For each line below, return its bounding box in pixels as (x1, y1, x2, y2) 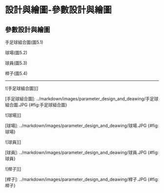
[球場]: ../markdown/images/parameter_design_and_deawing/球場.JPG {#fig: (5, 123, 159, 129)
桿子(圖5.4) (5, 70, 28, 76)
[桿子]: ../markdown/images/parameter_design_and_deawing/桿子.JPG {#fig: (5, 176, 159, 182)
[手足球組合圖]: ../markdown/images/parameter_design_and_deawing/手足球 (5, 96, 159, 102)
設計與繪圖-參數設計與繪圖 (5, 4, 112, 16)
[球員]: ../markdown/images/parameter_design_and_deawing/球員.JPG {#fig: (5, 150, 159, 155)
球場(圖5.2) (5, 50, 28, 55)
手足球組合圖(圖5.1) (5, 40, 43, 45)
